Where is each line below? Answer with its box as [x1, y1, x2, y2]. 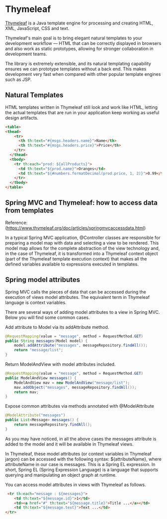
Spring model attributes [5, 275, 81, 284]
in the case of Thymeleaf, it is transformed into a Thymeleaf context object [5, 251, 158, 257]
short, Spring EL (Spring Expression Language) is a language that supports [5, 467, 159, 473]
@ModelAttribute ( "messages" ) [5, 413, 66, 418]
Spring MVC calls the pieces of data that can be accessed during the [5, 288, 147, 295]
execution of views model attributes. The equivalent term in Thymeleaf [5, 294, 150, 300]
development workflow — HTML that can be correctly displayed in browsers [5, 40, 162, 46]
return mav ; [14, 389, 39, 395]
